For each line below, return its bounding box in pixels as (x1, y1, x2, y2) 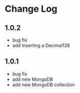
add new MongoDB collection (12, 81, 75, 87)
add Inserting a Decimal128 (12, 42, 70, 49)
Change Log (5, 3, 57, 15)
